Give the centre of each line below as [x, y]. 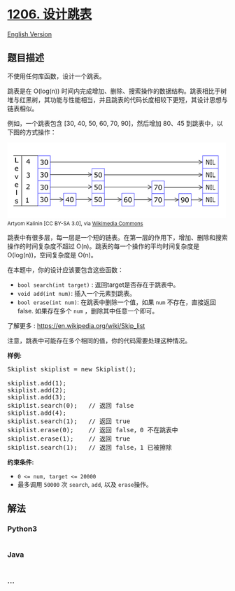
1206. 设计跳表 [50, 14]
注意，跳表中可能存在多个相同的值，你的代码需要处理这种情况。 [99, 341]
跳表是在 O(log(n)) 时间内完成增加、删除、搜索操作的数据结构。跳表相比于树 [117, 91]
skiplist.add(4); [37, 413]
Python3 [22, 529]
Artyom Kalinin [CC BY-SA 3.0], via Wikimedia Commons [75, 223]
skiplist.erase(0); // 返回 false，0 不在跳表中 [93, 430]
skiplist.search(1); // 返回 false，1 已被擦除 [90, 447]
